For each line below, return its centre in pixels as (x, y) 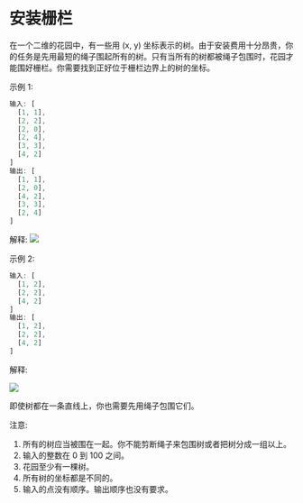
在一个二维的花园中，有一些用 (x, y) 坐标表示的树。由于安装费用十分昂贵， (147, 45)
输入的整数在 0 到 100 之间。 (75, 455)
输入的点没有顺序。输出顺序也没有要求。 (97, 489)
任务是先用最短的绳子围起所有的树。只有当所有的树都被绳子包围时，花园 (151, 56)
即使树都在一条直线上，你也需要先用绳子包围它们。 (104, 406)
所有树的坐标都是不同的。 (70, 478)
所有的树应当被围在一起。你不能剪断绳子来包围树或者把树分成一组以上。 (156, 444)
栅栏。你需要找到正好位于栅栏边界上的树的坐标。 (124, 68)
